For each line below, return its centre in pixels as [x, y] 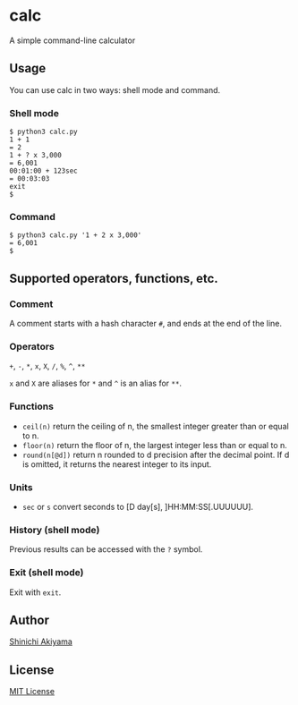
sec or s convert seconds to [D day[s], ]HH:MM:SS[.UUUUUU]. [137, 506]
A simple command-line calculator [72, 40]
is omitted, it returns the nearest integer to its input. [117, 464]
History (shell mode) [55, 530]
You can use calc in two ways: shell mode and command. [115, 89]
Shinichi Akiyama [41, 641]
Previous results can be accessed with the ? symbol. [106, 549]
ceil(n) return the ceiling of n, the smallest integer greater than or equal [155, 426]
